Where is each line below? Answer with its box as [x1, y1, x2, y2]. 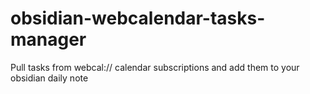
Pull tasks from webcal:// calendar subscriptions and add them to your [10, 61, 300, 73]
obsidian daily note [10, 72, 89, 84]
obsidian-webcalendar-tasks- [10, 7, 266, 30]
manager [10, 28, 87, 51]
